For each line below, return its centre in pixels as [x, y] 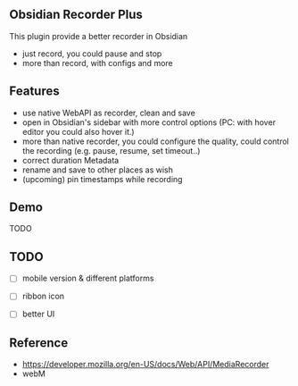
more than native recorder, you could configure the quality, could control [156, 141]
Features [34, 92]
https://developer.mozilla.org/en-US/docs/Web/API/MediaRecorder [145, 365]
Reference [39, 343]
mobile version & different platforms [88, 278]
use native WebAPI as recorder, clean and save [109, 113]
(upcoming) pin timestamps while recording [102, 179]
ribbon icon [43, 296]
